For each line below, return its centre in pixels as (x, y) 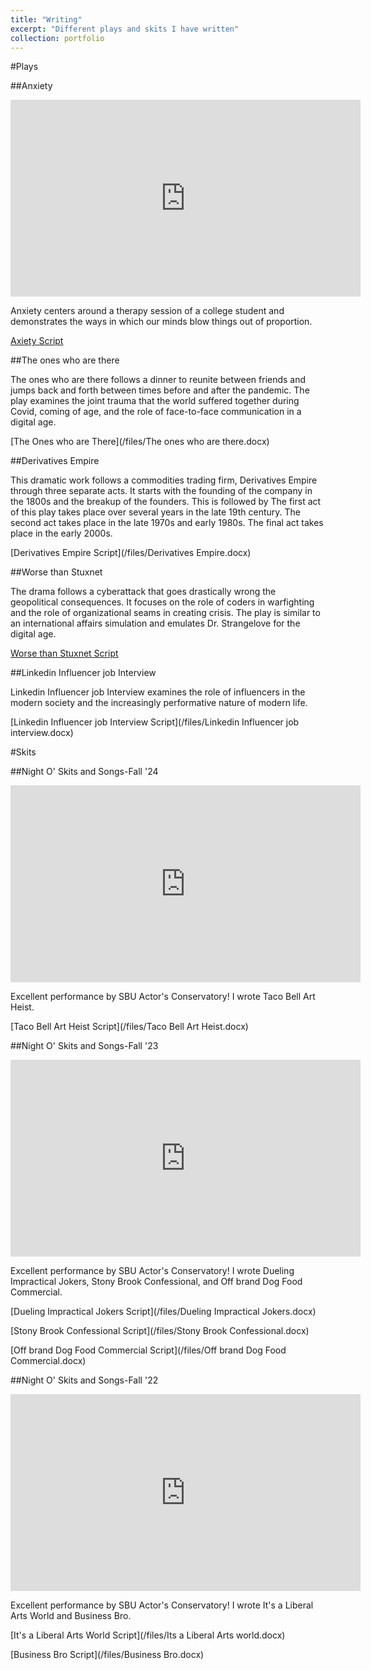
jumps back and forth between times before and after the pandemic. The (160, 390)
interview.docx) (42, 733)
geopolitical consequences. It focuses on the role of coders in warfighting (162, 602)
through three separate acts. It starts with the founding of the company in (161, 491)
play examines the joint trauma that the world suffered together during (155, 401)
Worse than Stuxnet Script (64, 653)
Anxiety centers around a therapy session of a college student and (147, 311)
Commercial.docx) (48, 1361)
